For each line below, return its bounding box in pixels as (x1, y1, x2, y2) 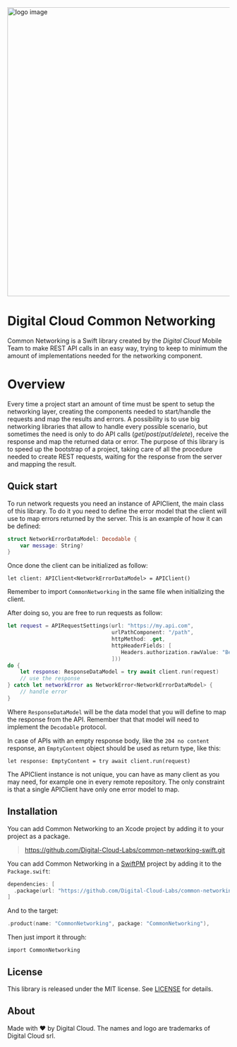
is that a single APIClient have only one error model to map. (7, 785, 180, 794)
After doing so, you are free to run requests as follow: (7, 609, 163, 617)
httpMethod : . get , (111, 636, 166, 643)
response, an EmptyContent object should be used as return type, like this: (7, 743, 221, 753)
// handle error (20, 688, 68, 696)
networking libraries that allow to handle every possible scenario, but (7, 422, 208, 430)
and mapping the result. (7, 459, 77, 468)
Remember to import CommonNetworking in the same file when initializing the (7, 588, 225, 596)
